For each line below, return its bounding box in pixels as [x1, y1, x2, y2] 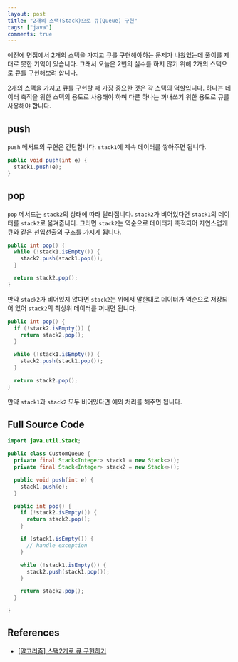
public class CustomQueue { [7, 450, 91, 457]
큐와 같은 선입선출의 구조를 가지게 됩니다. [7, 228, 122, 236]
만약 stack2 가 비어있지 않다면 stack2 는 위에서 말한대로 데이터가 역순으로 [7, 295, 209, 303]
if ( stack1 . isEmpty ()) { [20, 536, 94, 543]
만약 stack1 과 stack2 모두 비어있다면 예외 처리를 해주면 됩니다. [7, 397, 182, 406]
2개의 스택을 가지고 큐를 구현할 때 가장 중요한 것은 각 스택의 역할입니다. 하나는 [7, 83, 224, 93]
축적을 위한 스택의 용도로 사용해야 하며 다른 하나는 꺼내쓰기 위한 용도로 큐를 [20, 93, 230, 101]
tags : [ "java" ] [7, 24, 53, 31]
